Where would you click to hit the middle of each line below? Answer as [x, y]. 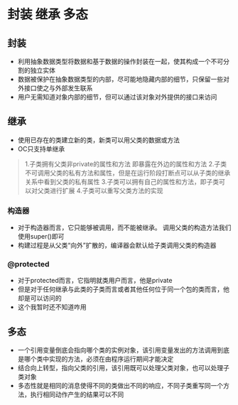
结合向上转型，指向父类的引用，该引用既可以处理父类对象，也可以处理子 [123, 368]
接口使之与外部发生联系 [58, 88]
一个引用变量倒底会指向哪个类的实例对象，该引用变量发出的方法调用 [117, 350]
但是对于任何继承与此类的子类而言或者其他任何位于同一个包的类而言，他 [123, 289]
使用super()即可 [41, 237]
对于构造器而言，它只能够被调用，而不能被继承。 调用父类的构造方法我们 [124, 227]
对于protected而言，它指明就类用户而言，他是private [95, 281]
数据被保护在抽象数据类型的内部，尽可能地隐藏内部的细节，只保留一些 [120, 79]
